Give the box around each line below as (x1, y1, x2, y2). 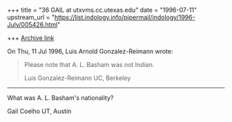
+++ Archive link (7, 34, 55, 42)
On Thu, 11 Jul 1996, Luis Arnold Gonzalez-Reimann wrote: (7, 48, 173, 55)
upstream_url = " (7, 13, 55, 21)
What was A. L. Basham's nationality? (7, 94, 114, 102)
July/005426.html (7, 21, 58, 28)
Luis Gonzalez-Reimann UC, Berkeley (23, 74, 131, 82)
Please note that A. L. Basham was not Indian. (23, 61, 155, 68)
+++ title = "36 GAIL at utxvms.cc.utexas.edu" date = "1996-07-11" (7, 6, 197, 14)
